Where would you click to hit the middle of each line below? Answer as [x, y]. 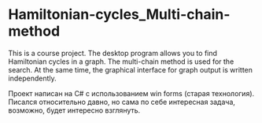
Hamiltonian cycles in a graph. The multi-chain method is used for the [121, 61]
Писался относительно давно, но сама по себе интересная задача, [122, 102]
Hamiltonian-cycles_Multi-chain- [119, 15]
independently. [32, 78]
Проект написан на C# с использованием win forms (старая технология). [131, 93]
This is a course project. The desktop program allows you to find [113, 53]
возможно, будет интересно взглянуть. [74, 110]
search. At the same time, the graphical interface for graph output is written [131, 69]
